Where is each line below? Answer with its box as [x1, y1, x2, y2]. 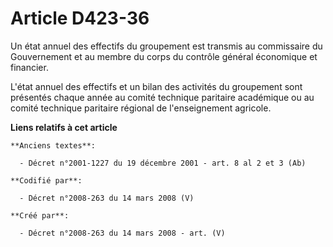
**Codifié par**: [10, 175, 83, 186]
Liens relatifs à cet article [10, 121, 118, 133]
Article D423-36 [10, 7, 150, 30]
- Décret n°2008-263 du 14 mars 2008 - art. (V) [19, 228, 226, 238]
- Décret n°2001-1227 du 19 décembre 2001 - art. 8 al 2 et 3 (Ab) [19, 158, 307, 168]
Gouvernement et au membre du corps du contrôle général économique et [10, 50, 318, 62]
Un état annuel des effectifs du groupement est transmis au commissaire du [10, 40, 323, 52]
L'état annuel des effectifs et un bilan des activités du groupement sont [10, 80, 303, 92]
